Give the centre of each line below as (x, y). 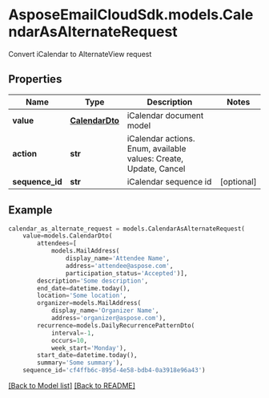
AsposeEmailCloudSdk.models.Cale (131, 15)
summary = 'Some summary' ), (80, 363)
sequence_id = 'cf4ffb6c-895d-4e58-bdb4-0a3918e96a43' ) (114, 371)
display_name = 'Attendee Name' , (118, 258)
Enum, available (157, 148)
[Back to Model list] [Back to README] (72, 386)
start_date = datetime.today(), (87, 355)
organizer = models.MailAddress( (89, 303)
